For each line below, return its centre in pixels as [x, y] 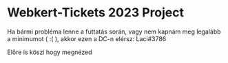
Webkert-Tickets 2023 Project [96, 13]
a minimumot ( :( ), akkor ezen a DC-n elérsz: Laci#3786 [87, 38]
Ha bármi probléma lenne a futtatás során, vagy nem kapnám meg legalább [114, 32]
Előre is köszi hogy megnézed [50, 52]
